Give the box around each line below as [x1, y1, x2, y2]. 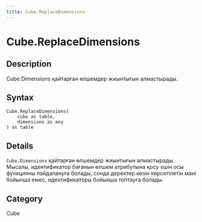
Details [6, 140, 33, 151]
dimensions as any [17, 119, 64, 125]
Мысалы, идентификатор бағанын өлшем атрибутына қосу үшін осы [6, 163, 184, 171]
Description [6, 59, 52, 70]
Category [6, 194, 43, 204]
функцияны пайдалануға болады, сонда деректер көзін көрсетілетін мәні [6, 170, 197, 177]
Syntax [6, 93, 34, 103]
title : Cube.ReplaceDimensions [6, 8, 86, 15]
